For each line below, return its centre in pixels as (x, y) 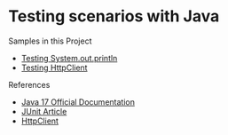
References (29, 84)
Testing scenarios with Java (114, 16)
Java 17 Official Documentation (78, 102)
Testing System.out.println (69, 58)
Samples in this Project (50, 41)
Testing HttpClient (54, 67)
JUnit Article (44, 111)
